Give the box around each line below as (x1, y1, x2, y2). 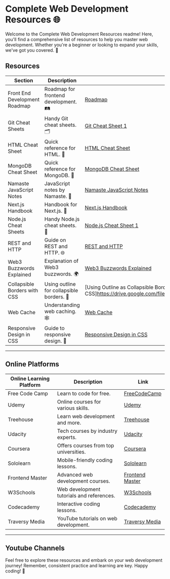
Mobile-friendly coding (57, 456, 113, 463)
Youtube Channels (5, 543, 65, 552)
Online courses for (57, 398, 101, 405)
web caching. (44, 308, 77, 315)
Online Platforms (5, 360, 60, 368)
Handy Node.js (44, 215, 80, 222)
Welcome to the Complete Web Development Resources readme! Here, (5, 31, 153, 37)
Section (14, 77, 33, 84)
